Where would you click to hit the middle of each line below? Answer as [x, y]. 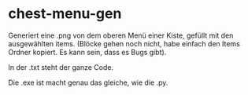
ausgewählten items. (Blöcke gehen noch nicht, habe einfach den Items [124, 43]
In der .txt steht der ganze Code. [61, 67]
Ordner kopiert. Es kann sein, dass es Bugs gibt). [87, 52]
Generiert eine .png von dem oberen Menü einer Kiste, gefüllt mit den [121, 35]
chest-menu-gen [65, 14]
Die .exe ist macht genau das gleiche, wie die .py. [88, 82]
